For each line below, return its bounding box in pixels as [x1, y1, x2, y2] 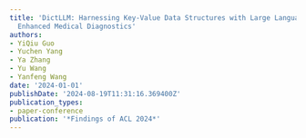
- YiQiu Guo [9, 38, 55, 48]
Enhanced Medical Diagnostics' [17, 22, 137, 31]
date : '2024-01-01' [9, 81, 84, 90]
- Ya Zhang [9, 55, 51, 64]
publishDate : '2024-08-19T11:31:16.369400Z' [9, 89, 181, 98]
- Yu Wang [9, 64, 47, 74]
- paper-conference [9, 106, 84, 115]
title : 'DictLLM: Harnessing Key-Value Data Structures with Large [9, 13, 271, 23]
